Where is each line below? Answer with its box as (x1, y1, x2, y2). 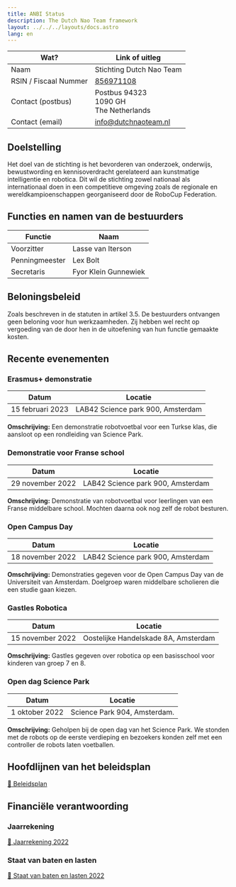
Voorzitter (11, 243, 44, 253)
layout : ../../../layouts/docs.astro (7, 23, 119, 31)
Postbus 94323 (94, 88, 147, 98)
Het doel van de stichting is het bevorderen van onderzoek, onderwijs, (7, 160, 213, 169)
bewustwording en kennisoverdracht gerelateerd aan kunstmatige (7, 167, 200, 176)
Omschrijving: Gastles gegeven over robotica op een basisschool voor (7, 651, 215, 660)
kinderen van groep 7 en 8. (7, 659, 86, 668)
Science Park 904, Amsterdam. (70, 707, 175, 717)
